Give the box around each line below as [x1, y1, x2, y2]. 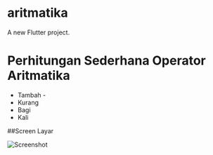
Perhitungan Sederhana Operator [7, 53, 206, 69]
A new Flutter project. [7, 28, 70, 36]
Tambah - [17, 90, 46, 99]
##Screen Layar [7, 126, 54, 135]
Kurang [17, 98, 39, 107]
